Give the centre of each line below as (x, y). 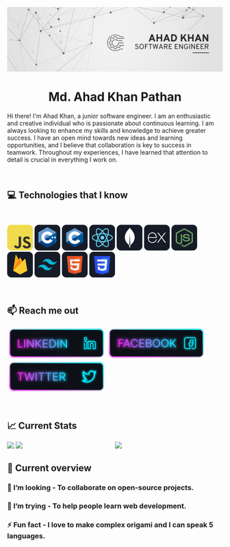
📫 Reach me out (43, 311)
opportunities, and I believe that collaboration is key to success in (99, 145)
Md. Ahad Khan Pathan (115, 97)
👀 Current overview (49, 468)
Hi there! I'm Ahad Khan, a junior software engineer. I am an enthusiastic (109, 116)
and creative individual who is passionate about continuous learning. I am (111, 123)
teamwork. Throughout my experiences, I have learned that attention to (107, 153)
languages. (26, 535)
